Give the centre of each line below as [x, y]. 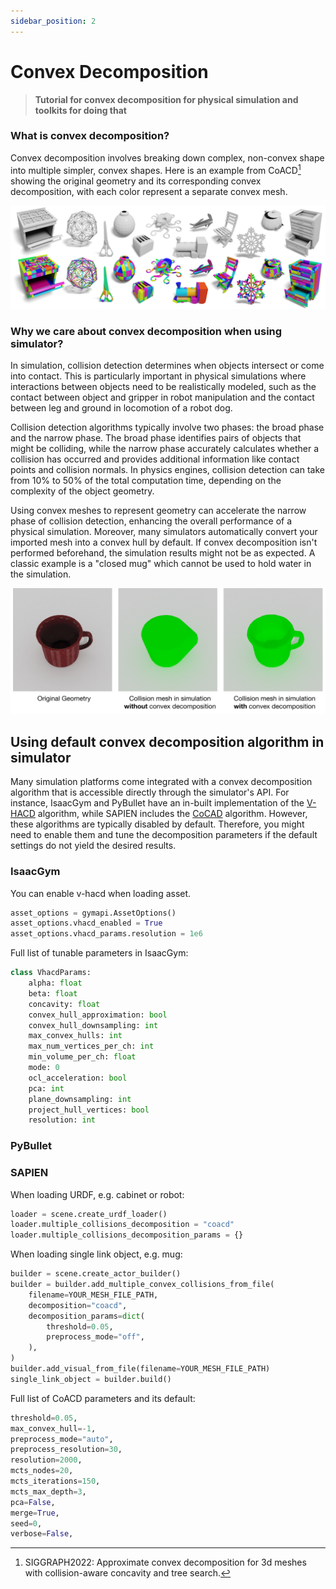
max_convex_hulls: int [75, 1036]
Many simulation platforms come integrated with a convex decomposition [161, 782]
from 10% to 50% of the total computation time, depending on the [146, 481]
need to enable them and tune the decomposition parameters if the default [164, 835]
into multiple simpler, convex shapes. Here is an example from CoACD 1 [156, 169]
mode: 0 [44, 1068]
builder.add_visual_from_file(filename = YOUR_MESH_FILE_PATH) [140, 1369]
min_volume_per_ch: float [82, 1057]
